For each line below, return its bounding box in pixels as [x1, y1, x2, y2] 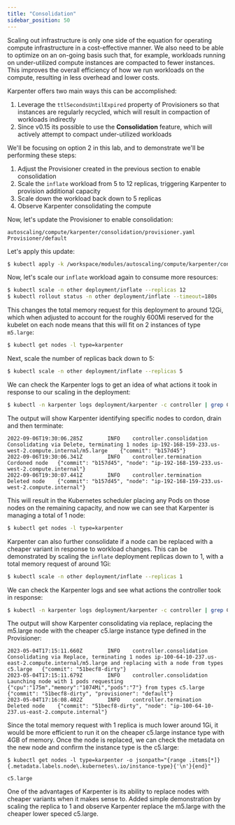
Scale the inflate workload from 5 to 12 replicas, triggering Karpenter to [17, 179, 227, 187]
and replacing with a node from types [111, 660, 224, 667]
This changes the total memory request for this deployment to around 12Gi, [7, 306, 224, 315]
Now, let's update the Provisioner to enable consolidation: [7, 215, 173, 224]
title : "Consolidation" [7, 10, 77, 17]
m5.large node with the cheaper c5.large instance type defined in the [7, 626, 206, 635]
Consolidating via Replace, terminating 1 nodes [7, 654, 152, 661]
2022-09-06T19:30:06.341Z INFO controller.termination [7, 453, 201, 460]
